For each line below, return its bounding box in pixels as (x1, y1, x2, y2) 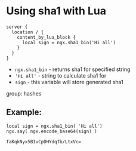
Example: (6, 107, 42, 118)
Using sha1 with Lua (6, 4, 106, 18)
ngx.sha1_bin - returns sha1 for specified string (14, 66, 131, 73)
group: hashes (6, 90, 42, 97)
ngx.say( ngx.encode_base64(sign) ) (6, 128, 97, 134)
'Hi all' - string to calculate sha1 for (14, 72, 107, 79)
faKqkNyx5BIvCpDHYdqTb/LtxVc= (6, 138, 82, 144)
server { (6, 24, 28, 30)
